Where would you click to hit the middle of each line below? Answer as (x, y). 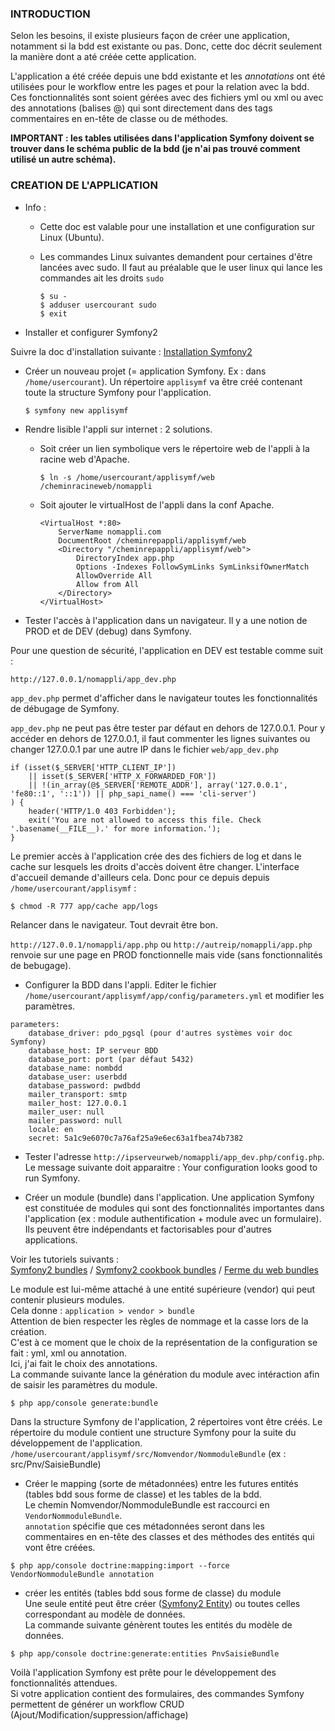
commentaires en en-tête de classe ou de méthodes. (119, 119)
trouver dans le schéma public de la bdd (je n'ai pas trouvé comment (155, 149)
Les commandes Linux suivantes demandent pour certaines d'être (176, 256)
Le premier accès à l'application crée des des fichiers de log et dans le (156, 856)
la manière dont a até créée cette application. (103, 57)
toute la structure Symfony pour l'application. (118, 392)
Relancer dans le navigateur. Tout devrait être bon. (114, 924)
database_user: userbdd (78, 1077)
